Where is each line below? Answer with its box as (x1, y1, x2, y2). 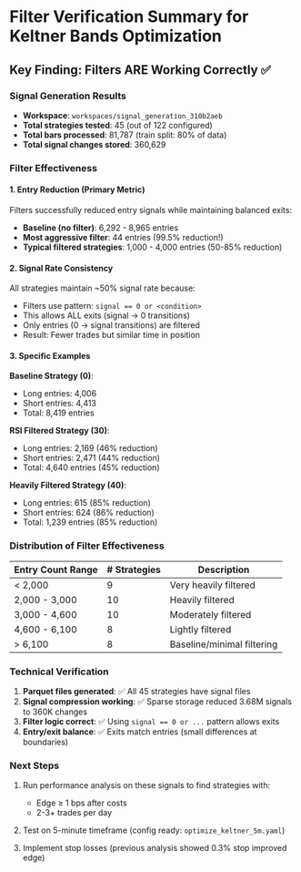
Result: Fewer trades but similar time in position (22, 330, 201, 341)
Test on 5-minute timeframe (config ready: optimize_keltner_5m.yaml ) (22, 825, 286, 836)
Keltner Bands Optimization (9, 26, 223, 46)
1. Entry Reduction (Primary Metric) (9, 184, 145, 195)
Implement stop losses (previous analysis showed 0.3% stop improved (22, 843, 287, 854)
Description (197, 563, 250, 576)
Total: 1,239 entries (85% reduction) (22, 517, 158, 528)
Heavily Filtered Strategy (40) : (9, 480, 127, 491)
